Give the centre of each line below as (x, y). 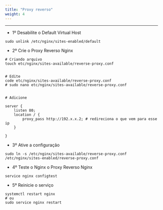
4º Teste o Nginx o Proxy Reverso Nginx (52, 167)
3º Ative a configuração (36, 145)
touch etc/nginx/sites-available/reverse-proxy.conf (59, 64)
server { (14, 106)
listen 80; (25, 110)
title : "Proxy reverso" (29, 9)
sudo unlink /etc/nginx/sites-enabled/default (53, 41)
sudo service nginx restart (33, 202)
